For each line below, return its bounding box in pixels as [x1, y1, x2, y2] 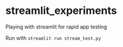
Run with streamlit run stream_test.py [5, 34, 101, 41]
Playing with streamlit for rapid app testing [5, 23, 107, 30]
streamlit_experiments [5, 4, 117, 17]
